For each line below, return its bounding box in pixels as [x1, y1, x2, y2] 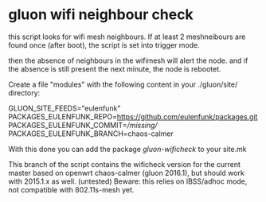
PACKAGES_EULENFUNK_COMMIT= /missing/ [8, 120, 158, 130]
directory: [8, 87, 41, 97]
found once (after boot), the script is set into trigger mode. [8, 40, 201, 49]
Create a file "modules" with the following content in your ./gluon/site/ [8, 80, 238, 89]
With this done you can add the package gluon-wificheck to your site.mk [8, 144, 247, 153]
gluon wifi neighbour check [8, 6, 194, 24]
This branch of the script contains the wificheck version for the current [8, 159, 241, 169]
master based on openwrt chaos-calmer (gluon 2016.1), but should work [8, 168, 244, 177]
